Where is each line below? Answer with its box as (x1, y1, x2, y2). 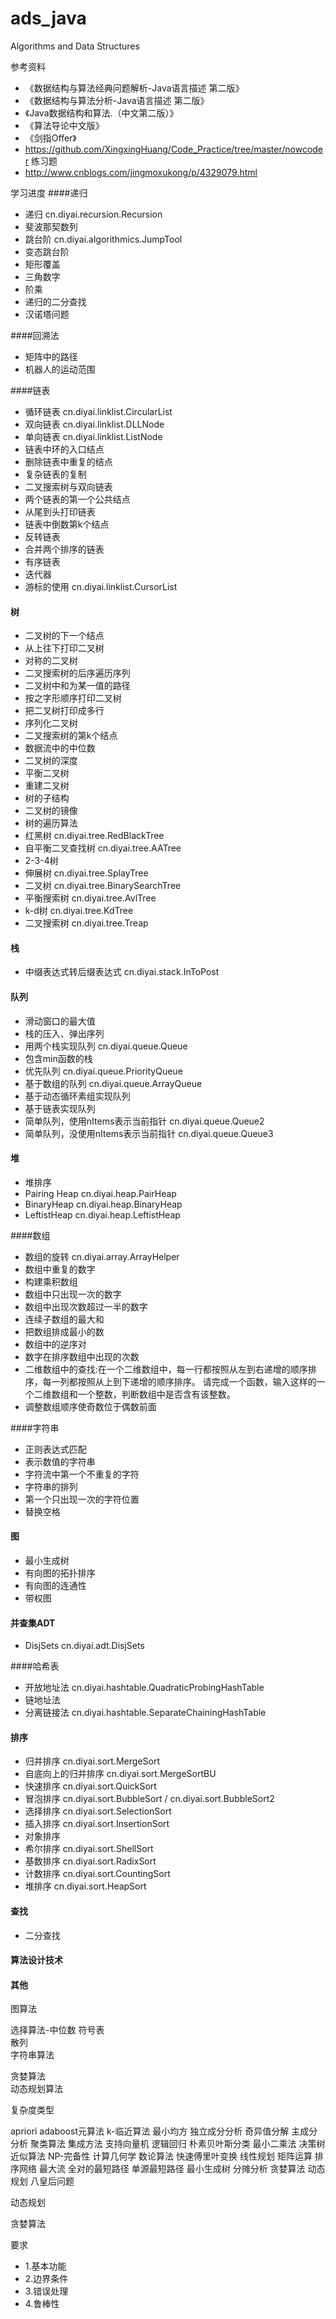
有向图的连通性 (24, 1579, 87, 1591)
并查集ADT (10, 1617, 56, 1629)
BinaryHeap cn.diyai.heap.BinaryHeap (24, 1198, 183, 1210)
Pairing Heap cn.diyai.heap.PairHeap (24, 1187, 177, 1199)
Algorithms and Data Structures (10, 40, 140, 52)
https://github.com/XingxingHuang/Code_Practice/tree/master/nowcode (24, 143, 324, 155)
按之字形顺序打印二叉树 (24, 692, 122, 704)
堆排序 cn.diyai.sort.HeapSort (24, 1880, 147, 1892)
